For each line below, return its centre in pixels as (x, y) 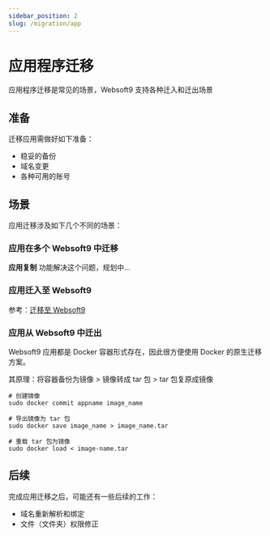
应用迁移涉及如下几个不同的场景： (65, 225)
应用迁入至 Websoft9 (50, 291)
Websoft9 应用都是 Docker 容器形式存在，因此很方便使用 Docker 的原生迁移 (135, 351)
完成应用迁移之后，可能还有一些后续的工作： (83, 496)
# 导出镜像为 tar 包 (39, 419)
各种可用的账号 (45, 177)
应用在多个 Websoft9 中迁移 (64, 248)
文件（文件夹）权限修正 (59, 524)
